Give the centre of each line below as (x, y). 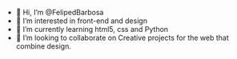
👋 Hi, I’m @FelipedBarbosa (60, 12)
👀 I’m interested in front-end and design (82, 21)
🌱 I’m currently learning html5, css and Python (92, 29)
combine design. (44, 46)
